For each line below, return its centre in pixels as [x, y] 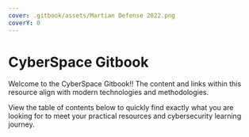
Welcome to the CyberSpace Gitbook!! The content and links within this [125, 84]
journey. [21, 124]
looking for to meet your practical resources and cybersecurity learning [125, 116]
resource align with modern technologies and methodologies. [109, 93]
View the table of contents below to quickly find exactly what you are [121, 108]
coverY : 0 [25, 23]
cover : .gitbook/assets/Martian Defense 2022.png [92, 15]
